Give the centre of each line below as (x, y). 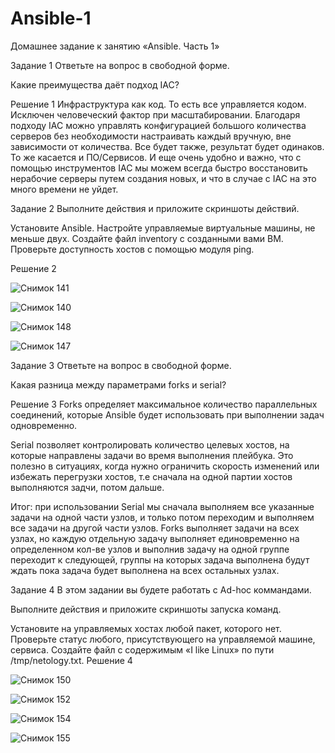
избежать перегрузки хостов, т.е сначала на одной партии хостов (151, 476)
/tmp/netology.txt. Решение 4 (71, 660)
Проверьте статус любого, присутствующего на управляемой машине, (163, 639)
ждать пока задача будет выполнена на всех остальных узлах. (145, 570)
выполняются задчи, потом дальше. (87, 487)
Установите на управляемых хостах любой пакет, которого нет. (146, 628)
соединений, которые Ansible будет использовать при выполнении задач (167, 414)
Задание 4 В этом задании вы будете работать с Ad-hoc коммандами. (161, 589)
